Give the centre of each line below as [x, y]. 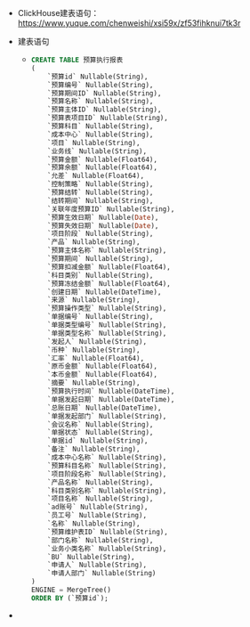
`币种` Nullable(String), [94, 350]
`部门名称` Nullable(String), [101, 540]
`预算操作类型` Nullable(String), [107, 309]
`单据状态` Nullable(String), [101, 433]
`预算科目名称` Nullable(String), [107, 466]
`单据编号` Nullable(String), [101, 317]
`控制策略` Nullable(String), [101, 184]
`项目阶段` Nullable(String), [101, 234]
